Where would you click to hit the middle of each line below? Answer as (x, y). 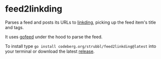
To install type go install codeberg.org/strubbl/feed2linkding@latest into (81, 46)
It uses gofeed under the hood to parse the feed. (54, 37)
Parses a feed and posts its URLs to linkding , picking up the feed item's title (81, 22)
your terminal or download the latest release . (50, 51)
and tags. (15, 27)
